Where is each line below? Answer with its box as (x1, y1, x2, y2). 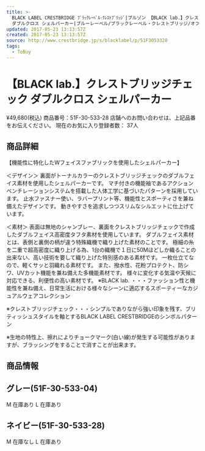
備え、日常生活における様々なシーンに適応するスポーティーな (32, 284, 188, 292)
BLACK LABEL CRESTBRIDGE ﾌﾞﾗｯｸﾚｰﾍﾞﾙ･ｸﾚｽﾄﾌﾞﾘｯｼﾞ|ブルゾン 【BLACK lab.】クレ (12, 15, 195, 21)
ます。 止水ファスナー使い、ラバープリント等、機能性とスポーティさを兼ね (6, 194, 194, 202)
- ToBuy (12, 49, 32, 55)
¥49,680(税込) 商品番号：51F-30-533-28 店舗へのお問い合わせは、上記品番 (6, 114, 196, 121)
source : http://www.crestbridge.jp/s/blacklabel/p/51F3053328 (6, 37, 168, 44)
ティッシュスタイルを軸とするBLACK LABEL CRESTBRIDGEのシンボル (6, 313, 182, 320)
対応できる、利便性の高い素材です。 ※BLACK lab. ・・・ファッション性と (6, 276, 190, 284)
